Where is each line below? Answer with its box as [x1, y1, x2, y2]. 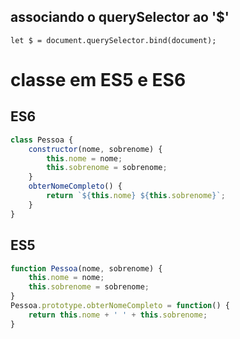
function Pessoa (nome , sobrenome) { [10, 263, 163, 274]
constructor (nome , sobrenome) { [28, 144, 163, 154]
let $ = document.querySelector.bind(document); [10, 35, 217, 45]
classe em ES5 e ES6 [10, 69, 187, 91]
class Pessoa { [10, 135, 74, 145]
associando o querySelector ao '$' [10, 9, 230, 26]
